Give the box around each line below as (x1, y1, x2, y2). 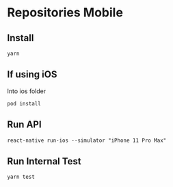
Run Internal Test (7, 155, 81, 167)
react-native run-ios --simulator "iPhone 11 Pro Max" (7, 137, 167, 144)
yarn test (7, 173, 36, 181)
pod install (7, 100, 41, 107)
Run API (7, 119, 42, 131)
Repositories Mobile (7, 5, 123, 21)
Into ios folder (7, 87, 46, 95)
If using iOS (7, 68, 57, 80)
